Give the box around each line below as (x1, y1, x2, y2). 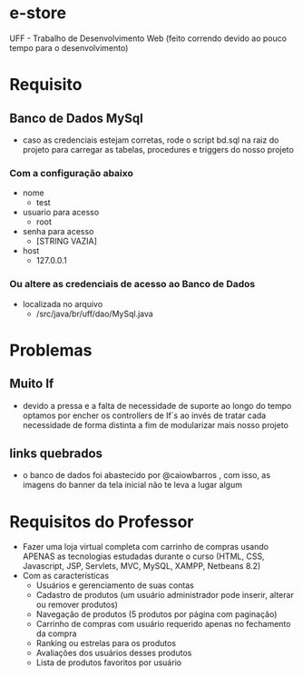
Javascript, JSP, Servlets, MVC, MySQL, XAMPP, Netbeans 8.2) (22, 561, 261, 572)
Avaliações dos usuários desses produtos (35, 648, 192, 659)
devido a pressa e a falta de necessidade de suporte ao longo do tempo (22, 400, 292, 411)
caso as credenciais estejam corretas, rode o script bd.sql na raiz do (22, 134, 279, 145)
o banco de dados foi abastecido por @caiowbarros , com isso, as (22, 470, 270, 481)
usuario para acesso (22, 207, 100, 218)
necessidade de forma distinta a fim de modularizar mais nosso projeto (22, 419, 288, 430)
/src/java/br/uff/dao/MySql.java (35, 308, 154, 319)
